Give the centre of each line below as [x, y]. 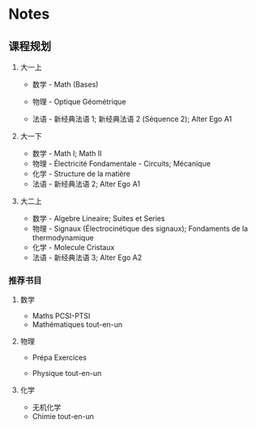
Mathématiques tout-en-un [77, 325]
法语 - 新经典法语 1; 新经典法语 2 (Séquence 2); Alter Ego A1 [132, 119]
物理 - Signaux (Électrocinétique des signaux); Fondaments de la [140, 229]
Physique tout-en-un [67, 374]
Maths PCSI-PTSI [61, 316]
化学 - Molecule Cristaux [73, 247]
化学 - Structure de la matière [81, 174]
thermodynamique [63, 238]
